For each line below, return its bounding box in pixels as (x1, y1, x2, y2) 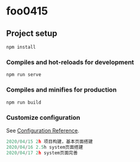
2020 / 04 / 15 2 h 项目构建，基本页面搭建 (6, 139, 93, 145)
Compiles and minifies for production (6, 86, 117, 94)
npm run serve (6, 72, 42, 78)
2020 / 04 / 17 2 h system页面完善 (6, 149, 78, 156)
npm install (6, 44, 36, 50)
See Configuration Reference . (6, 126, 80, 134)
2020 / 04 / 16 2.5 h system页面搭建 (6, 144, 84, 150)
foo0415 (6, 4, 48, 18)
